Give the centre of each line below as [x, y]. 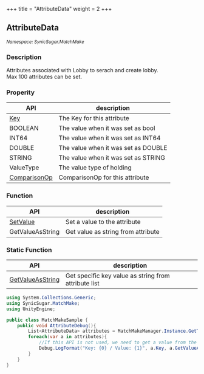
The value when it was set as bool [107, 128]
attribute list [82, 283]
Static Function [29, 250]
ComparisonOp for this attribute [104, 177]
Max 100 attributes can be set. [44, 77]
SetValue [22, 222]
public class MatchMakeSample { [47, 320]
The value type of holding [95, 168]
